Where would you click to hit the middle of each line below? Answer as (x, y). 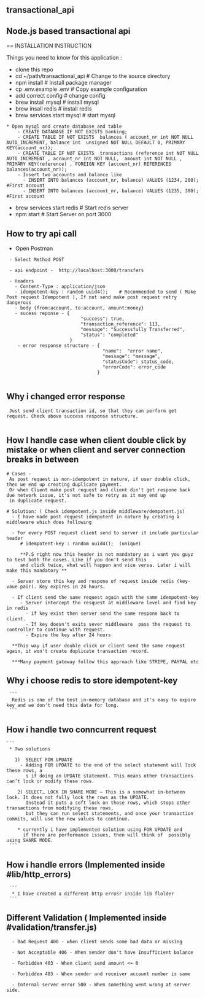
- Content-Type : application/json (60, 287)
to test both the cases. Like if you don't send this (77, 559)
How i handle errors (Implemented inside (86, 864)
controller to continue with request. (56, 630)
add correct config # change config (60, 96)
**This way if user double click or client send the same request (99, 645)
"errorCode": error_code (134, 367)
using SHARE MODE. (30, 841)
